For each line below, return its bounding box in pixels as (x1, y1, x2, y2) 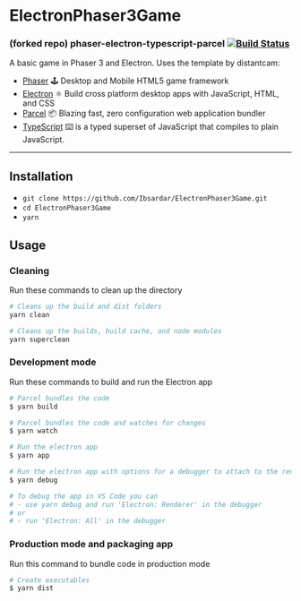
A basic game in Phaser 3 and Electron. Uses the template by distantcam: (9, 57, 280, 68)
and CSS (21, 98, 56, 108)
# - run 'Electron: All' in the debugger (9, 517, 167, 526)
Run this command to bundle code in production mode (9, 558, 211, 569)
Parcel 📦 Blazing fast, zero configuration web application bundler (21, 108, 266, 119)
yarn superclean (9, 335, 70, 344)
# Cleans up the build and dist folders (9, 302, 163, 311)
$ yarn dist (9, 584, 54, 593)
